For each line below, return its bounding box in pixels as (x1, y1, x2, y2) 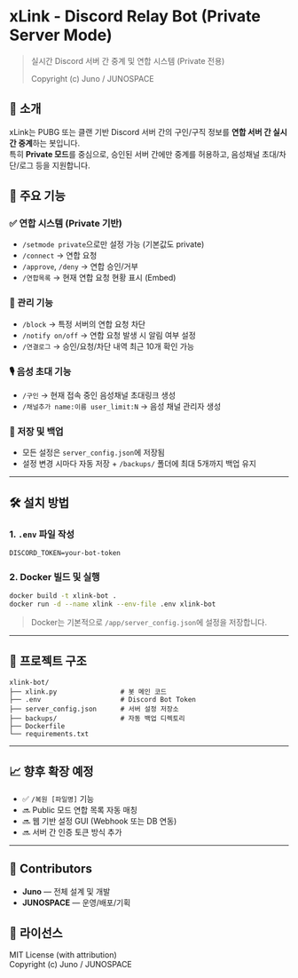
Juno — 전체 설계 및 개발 (21, 886, 111, 896)
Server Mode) (9, 25, 113, 45)
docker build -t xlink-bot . (9, 592, 117, 600)
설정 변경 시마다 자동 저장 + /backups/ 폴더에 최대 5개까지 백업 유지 (21, 458, 257, 469)
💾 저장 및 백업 (9, 425, 64, 437)
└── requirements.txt (9, 729, 90, 738)
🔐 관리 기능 (9, 297, 53, 309)
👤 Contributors (9, 862, 93, 877)
